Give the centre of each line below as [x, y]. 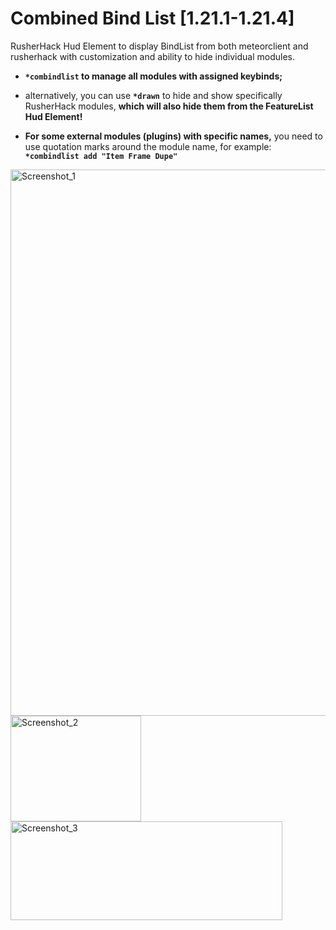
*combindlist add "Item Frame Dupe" [101, 156]
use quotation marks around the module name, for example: [148, 146]
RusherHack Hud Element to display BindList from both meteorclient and [159, 46]
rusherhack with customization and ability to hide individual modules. [153, 56]
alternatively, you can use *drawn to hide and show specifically [153, 95]
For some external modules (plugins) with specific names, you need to [173, 136]
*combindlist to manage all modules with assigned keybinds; [153, 76]
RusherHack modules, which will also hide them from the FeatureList [169, 106]
